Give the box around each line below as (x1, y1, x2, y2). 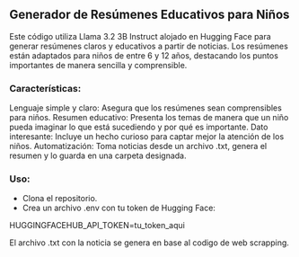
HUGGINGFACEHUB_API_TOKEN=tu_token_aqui (9, 220, 186, 231)
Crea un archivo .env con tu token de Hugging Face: (22, 202, 215, 214)
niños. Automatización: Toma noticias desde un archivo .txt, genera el (9, 141, 268, 152)
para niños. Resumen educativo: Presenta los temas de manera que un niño (9, 112, 289, 123)
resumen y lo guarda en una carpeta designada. (9, 150, 187, 161)
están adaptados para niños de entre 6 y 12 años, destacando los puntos (9, 49, 278, 61)
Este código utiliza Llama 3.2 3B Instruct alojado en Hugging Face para (9, 31, 271, 41)
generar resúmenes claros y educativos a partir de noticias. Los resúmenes (9, 40, 289, 51)
